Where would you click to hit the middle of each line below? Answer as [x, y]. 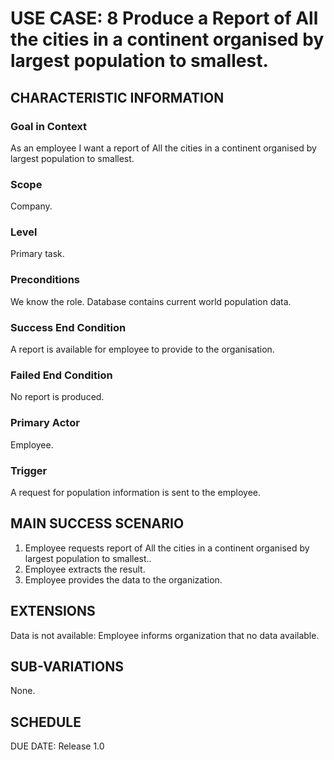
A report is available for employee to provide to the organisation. [142, 349]
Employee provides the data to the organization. [123, 579]
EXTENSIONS [53, 611]
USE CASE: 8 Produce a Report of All [164, 18]
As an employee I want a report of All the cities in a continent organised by [163, 148]
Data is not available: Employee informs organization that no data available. [165, 635]
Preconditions [45, 280]
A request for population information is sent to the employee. [136, 492]
